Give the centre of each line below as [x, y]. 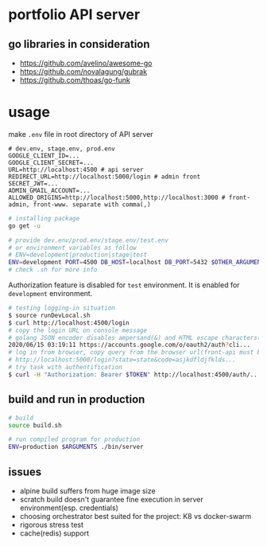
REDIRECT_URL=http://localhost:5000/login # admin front [104, 177]
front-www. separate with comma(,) [92, 205]
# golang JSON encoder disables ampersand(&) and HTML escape [113, 337]
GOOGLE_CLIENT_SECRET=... [51, 162]
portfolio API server [74, 15]
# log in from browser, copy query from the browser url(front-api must [131, 353]
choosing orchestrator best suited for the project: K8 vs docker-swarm [135, 516]
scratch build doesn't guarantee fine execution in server [112, 499]
